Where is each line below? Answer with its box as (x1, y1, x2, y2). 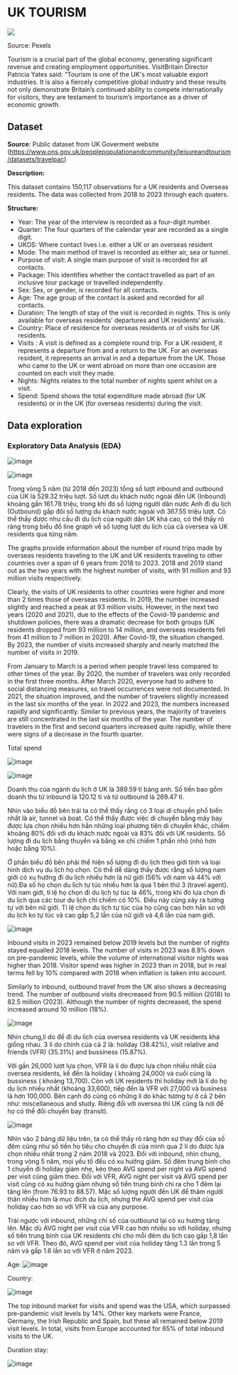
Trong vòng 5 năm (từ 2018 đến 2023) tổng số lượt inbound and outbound (7, 484, 224, 493)
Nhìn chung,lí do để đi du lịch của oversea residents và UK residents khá (7, 1033, 220, 1041)
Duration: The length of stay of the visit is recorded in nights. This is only (17, 308, 231, 317)
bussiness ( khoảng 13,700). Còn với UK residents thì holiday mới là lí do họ (7, 1077, 227, 1085)
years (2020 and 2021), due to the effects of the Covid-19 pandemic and (7, 610, 220, 619)
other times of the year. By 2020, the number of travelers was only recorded (7, 669, 231, 678)
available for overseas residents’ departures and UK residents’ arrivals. (17, 316, 226, 324)
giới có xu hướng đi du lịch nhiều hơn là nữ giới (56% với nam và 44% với (7, 873, 222, 882)
